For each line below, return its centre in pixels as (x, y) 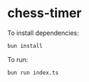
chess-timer (44, 13)
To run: (18, 59)
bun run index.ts (33, 73)
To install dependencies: (43, 33)
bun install (25, 46)
